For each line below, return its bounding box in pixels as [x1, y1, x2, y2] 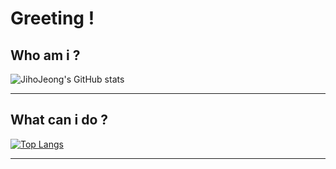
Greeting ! [10, 7, 95, 30]
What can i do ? [10, 112, 109, 129]
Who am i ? [10, 47, 81, 64]
